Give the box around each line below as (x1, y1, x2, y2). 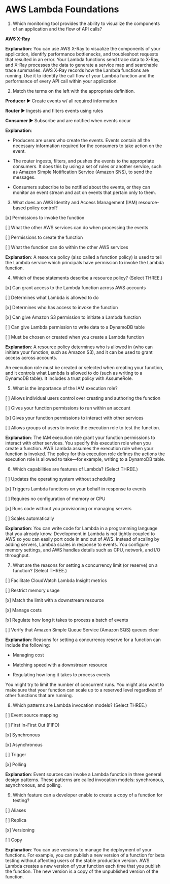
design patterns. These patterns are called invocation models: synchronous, (5, 777, 165, 783)
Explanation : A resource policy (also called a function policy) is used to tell (5, 254, 162, 260)
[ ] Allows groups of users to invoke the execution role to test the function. (5, 424, 160, 431)
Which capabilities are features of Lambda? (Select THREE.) (12, 466, 138, 472)
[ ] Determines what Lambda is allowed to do (5, 294, 99, 300)
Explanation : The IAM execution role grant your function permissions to (5, 434, 156, 440)
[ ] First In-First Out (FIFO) (5, 722, 60, 728)
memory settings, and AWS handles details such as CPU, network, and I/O (5, 546, 161, 553)
